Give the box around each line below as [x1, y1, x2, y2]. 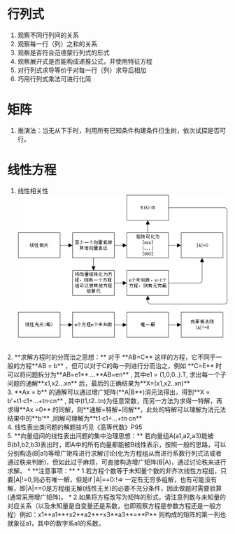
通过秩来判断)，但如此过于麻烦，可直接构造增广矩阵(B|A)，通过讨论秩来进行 [7, 458, 227, 466]
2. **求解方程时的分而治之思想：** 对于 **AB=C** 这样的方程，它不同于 [7, 353, 216, 361]
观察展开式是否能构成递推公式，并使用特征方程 [17, 57, 152, 65]
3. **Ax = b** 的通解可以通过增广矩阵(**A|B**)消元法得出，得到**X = [7, 388, 211, 396]
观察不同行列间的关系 [17, 31, 79, 39]
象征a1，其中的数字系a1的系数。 [13, 519, 105, 527]
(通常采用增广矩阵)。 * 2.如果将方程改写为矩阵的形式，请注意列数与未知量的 [7, 493, 226, 501]
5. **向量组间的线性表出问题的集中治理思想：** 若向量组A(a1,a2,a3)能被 [7, 431, 214, 440]
